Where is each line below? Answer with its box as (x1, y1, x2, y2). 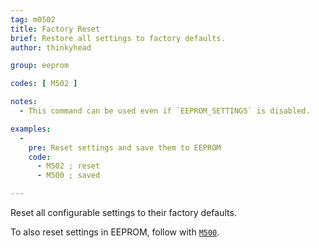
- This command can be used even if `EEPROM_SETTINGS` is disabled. (19, 106, 311, 116)
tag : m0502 (10, 14, 56, 25)
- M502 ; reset (36, 161, 101, 171)
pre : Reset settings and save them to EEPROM (28, 142, 222, 153)
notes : (10, 97, 38, 107)
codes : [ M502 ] (10, 79, 78, 89)
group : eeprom (10, 61, 70, 71)
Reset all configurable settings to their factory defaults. (10, 207, 237, 218)
